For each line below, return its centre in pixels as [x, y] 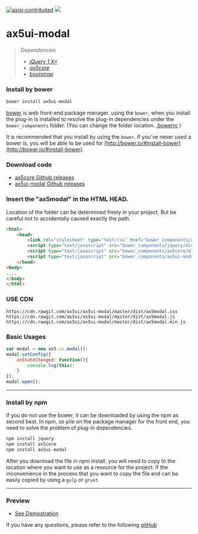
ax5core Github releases [44, 178]
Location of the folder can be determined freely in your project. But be [91, 212]
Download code [29, 165]
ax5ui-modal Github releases [50, 184]
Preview [18, 500]
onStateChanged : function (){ [52, 360]
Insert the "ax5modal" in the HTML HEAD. [67, 199]
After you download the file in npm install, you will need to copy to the [91, 461]
